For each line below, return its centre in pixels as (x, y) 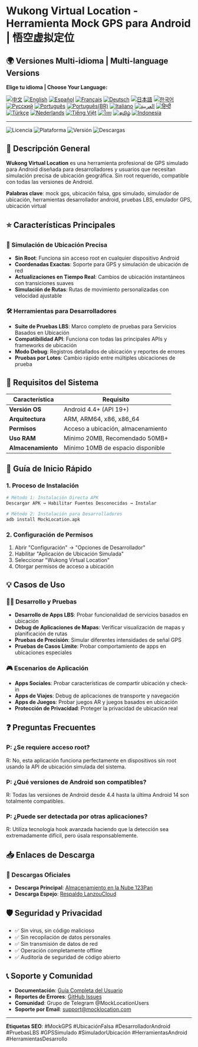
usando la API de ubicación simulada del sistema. (66, 767)
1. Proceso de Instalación (42, 485)
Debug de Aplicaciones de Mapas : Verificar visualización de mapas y (100, 627)
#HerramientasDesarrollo (37, 1039)
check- (179, 683)
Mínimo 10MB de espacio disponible (114, 448)
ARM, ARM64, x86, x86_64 (102, 419)
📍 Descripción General (48, 149)
